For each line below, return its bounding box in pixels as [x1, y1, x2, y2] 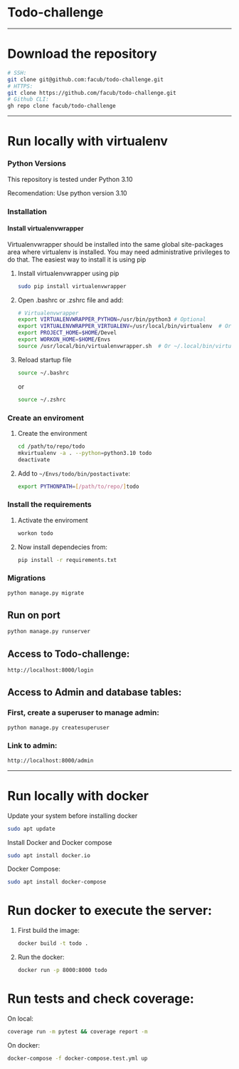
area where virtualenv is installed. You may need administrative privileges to [7, 247, 230, 256]
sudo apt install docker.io [7, 851, 91, 859]
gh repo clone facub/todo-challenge [7, 103, 116, 110]
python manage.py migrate [7, 589, 84, 596]
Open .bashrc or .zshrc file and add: [17, 295, 124, 304]
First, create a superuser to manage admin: [7, 707, 160, 717]
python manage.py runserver [7, 628, 91, 635]
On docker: [7, 1040, 41, 1049]
